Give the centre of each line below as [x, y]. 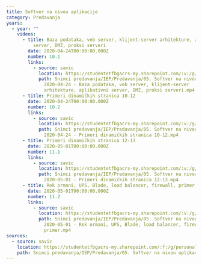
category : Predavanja [33, 17]
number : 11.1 [44, 152]
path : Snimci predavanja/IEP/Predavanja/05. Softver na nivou [96, 253]
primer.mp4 [57, 230]
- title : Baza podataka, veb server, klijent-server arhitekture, [107, 40]
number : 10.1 [44, 57]
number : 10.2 [44, 107]
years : [14, 23]
